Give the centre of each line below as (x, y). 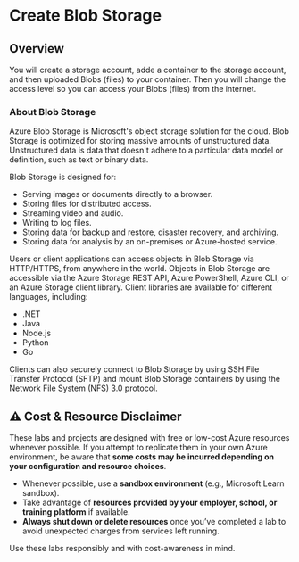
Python (35, 343)
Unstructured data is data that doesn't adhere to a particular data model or (146, 150)
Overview (37, 49)
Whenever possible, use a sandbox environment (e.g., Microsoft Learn (153, 483)
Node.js (37, 333)
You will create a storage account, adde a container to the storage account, (148, 70)
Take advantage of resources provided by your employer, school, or (149, 503)
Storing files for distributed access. (87, 204)
